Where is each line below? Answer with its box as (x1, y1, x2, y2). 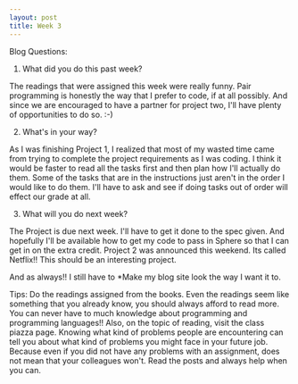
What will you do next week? (21, 208, 128, 219)
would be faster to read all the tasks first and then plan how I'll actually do (9, 163, 281, 173)
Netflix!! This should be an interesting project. (9, 254, 177, 264)
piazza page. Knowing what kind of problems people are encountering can (9, 327, 284, 338)
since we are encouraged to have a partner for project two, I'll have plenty (9, 99, 282, 110)
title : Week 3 (9, 21, 62, 30)
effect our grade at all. (9, 191, 91, 202)
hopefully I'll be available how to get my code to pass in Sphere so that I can (9, 235, 290, 246)
